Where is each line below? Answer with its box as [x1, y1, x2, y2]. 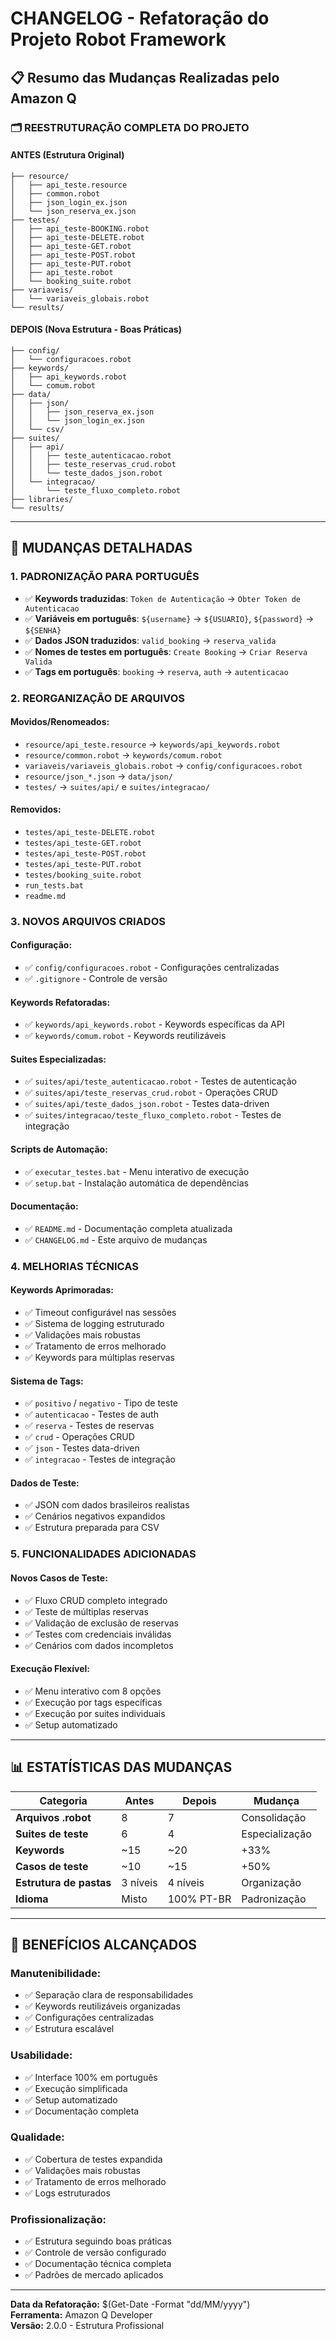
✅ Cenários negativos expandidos [24, 1510, 166, 1522]
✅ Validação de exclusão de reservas [24, 1617, 179, 1629]
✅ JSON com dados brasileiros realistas [24, 1499, 190, 1511]
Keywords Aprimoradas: [10, 1284, 114, 1296]
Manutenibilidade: [10, 1966, 102, 1980]
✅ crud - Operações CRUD [24, 1431, 135, 1443]
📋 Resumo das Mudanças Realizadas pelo [10, 69, 280, 86]
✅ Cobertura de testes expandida [24, 2153, 163, 2165]
